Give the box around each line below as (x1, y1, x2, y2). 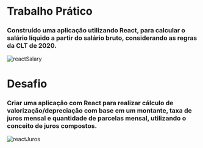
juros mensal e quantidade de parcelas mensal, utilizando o (7, 114, 187, 122)
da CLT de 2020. (7, 42, 57, 50)
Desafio (7, 76, 48, 91)
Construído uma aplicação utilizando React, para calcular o (7, 26, 185, 35)
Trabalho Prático (7, 4, 93, 18)
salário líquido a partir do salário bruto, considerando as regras (7, 34, 198, 42)
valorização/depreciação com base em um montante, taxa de (7, 106, 192, 114)
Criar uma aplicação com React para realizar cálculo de (7, 98, 174, 107)
